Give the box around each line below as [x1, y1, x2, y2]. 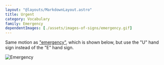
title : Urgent [5, 12, 35, 17]
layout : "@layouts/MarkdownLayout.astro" [5, 7, 92, 12]
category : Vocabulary [5, 16, 50, 21]
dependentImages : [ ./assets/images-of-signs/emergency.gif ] [5, 26, 133, 31]
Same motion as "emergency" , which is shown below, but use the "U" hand [5, 39, 159, 45]
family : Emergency [5, 21, 43, 26]
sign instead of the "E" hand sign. [5, 45, 74, 51]
